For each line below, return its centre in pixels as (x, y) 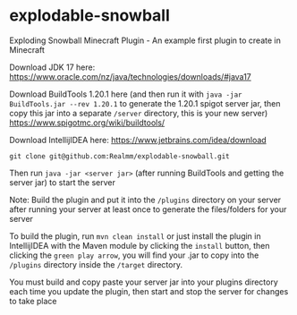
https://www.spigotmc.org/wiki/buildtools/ (87, 123)
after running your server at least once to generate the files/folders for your (148, 209)
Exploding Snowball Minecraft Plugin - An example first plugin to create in (145, 40)
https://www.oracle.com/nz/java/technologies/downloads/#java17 (131, 76)
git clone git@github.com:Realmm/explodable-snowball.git (119, 156)
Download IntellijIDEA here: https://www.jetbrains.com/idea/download (138, 140)
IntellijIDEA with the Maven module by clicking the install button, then (140, 245)
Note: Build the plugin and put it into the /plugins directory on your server (145, 200)
